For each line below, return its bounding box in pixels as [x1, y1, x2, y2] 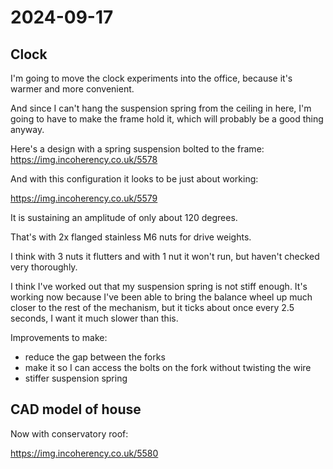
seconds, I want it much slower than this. [10, 312, 179, 324]
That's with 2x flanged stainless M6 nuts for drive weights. [10, 231, 252, 243]
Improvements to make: [10, 332, 108, 343]
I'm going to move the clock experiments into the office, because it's [10, 72, 293, 84]
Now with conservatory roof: [10, 427, 129, 440]
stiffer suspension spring [24, 372, 128, 384]
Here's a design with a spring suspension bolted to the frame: [10, 143, 265, 155]
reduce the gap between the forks [24, 351, 166, 363]
